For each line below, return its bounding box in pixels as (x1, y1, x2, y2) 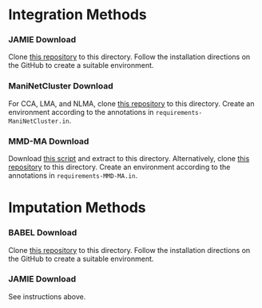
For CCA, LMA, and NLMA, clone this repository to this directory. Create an (8, 98, 255, 109)
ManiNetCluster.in (8, 117, 69, 125)
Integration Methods (8, 6, 148, 24)
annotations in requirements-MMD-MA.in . (8, 171, 138, 180)
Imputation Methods (8, 199, 146, 217)
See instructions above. (8, 291, 86, 301)
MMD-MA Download (8, 136, 89, 147)
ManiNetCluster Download (8, 81, 113, 92)
